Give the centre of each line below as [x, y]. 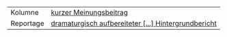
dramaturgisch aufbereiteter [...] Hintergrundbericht [134, 23]
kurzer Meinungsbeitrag [90, 12]
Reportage [27, 23]
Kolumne [25, 12]
